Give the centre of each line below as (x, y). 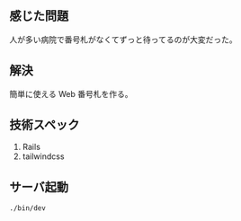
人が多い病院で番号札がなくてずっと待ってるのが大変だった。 (123, 40)
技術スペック (45, 125)
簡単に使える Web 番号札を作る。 (71, 93)
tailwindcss (43, 156)
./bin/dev (28, 208)
